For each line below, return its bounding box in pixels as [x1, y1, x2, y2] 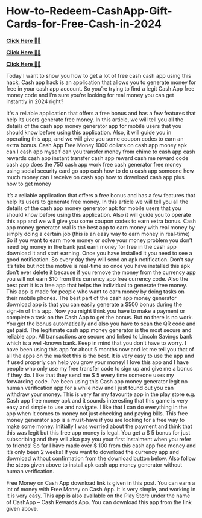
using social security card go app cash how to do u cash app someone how [6, 167, 194, 174]
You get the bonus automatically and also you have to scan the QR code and [6, 320, 196, 327]
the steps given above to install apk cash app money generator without [6, 461, 183, 468]
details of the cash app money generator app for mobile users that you [6, 122, 182, 129]
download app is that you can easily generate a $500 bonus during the [6, 301, 183, 308]
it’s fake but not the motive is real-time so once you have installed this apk [6, 262, 191, 269]
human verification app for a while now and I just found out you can [6, 384, 174, 391]
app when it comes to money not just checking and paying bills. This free [6, 409, 188, 417]
